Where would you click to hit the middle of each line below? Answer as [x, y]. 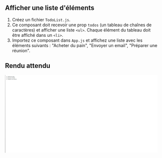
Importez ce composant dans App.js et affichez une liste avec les [77, 40]
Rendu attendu [28, 66]
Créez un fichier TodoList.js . [41, 19]
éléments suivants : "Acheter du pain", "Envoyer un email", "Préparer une [85, 45]
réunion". [21, 50]
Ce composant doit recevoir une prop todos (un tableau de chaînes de [82, 25]
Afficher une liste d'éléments [50, 8]
